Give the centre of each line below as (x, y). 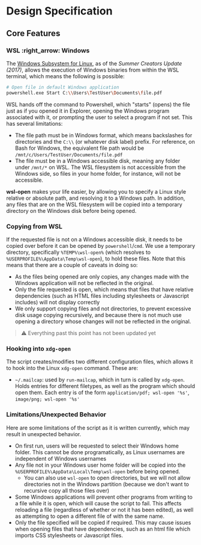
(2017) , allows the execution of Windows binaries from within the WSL (93, 70)
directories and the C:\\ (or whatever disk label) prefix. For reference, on (105, 141)
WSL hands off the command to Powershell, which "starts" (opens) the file (98, 104)
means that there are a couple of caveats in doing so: (72, 265)
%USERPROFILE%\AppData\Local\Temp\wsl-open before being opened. (97, 471)
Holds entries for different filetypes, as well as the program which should (105, 386)
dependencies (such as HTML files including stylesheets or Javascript (102, 295)
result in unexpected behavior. (44, 434)
